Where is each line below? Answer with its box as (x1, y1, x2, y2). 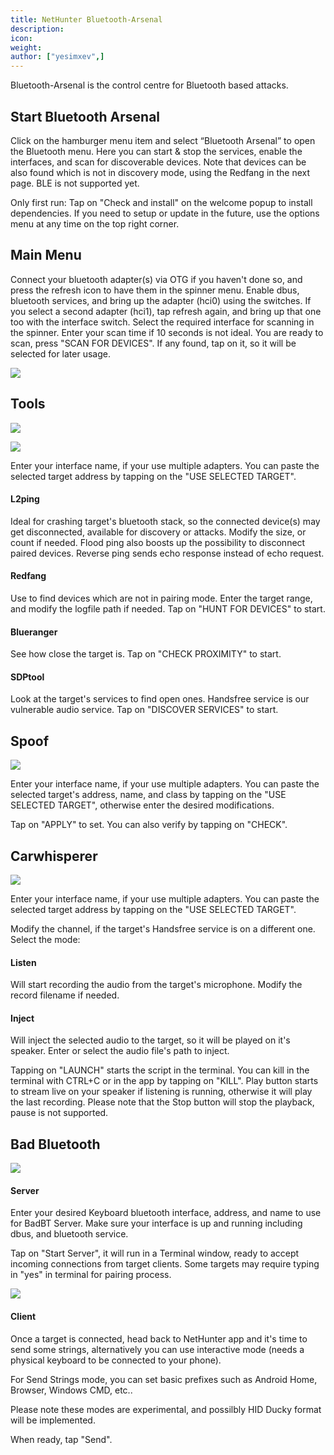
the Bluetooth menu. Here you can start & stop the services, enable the (10, 145, 303, 157)
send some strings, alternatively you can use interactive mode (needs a (10, 1343, 305, 1355)
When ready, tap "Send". (10, 1433, 113, 1445)
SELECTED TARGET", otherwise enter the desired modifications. (10, 799, 275, 811)
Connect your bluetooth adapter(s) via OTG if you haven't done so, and (10, 273, 303, 285)
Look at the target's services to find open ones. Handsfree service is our (10, 693, 310, 705)
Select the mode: (10, 934, 81, 945)
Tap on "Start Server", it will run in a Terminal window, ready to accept (10, 1247, 300, 1260)
